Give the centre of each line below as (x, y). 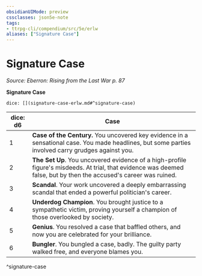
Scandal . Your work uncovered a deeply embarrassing (109, 185)
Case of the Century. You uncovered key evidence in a (110, 135)
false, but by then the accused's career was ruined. (105, 175)
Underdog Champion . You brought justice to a (98, 202)
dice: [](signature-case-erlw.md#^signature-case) (71, 103)
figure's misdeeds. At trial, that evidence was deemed (108, 168)
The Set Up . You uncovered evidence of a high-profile (109, 160)
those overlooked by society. (73, 217)
